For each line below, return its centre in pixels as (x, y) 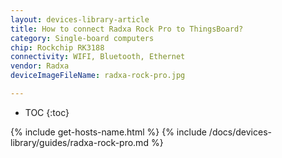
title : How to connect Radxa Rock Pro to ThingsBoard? (127, 29)
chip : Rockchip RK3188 (57, 47)
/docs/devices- (240, 132)
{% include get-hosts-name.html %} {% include (108, 132)
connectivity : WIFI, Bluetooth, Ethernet (98, 57)
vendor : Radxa (40, 66)
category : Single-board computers (82, 38)
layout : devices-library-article (80, 19)
